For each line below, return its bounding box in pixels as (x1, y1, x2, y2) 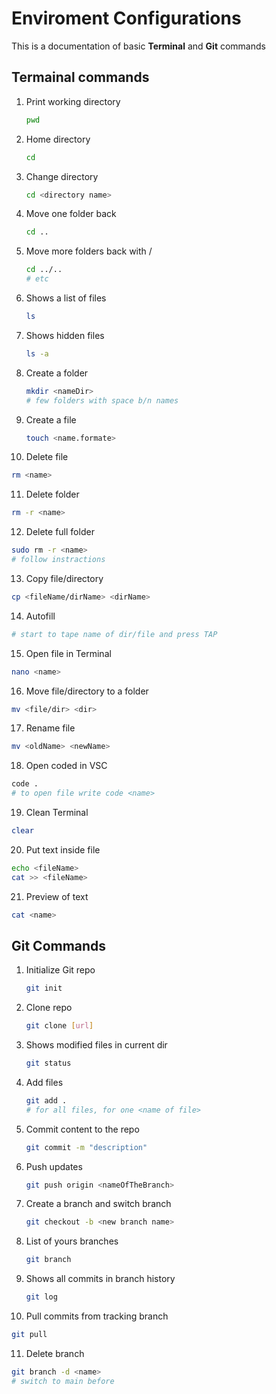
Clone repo (25, 1002, 73, 1014)
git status (25, 1058, 72, 1069)
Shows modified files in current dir (25, 1039, 168, 1051)
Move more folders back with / (25, 245, 153, 257)
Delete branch (25, 1347, 85, 1359)
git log (25, 1292, 58, 1302)
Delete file (25, 451, 69, 463)
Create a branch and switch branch (25, 1198, 172, 1210)
